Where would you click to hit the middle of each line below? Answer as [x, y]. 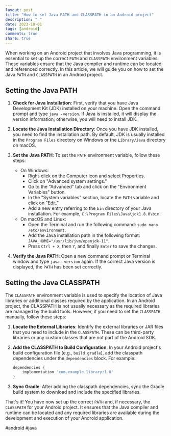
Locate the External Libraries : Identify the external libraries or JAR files [88, 326]
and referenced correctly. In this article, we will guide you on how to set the [84, 69]
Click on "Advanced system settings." [67, 181]
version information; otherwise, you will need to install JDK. [75, 119]
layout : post [19, 10]
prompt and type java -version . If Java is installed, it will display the [84, 114]
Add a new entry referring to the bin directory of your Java [90, 208]
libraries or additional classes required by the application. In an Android [80, 301]
